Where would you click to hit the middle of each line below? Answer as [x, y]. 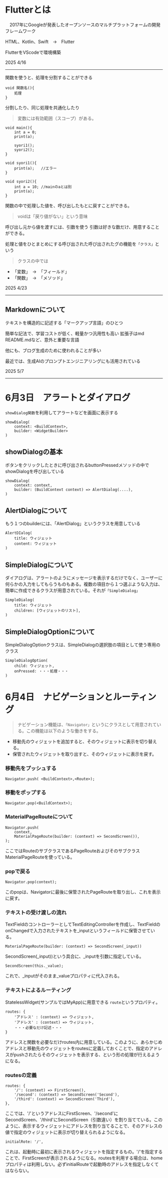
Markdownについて [35, 310]
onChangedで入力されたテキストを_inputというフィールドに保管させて [78, 931]
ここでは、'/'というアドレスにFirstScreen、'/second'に [62, 1113]
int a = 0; [25, 132]
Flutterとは [28, 10]
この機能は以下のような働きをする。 [63, 731]
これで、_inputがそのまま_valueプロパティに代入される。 [64, 976]
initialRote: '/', [24, 1142]
